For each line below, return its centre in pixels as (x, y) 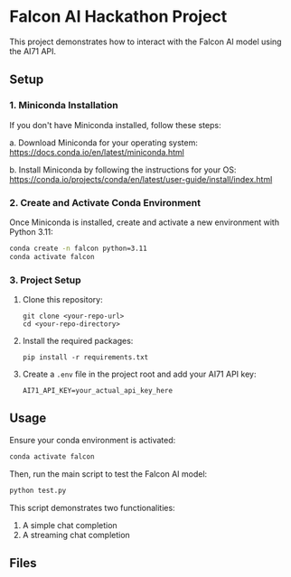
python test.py (38, 490)
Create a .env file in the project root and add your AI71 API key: (139, 374)
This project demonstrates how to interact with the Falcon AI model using (145, 42)
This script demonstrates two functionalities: (92, 507)
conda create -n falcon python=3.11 (78, 248)
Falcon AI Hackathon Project (118, 17)
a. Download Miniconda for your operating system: (104, 143)
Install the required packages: (78, 340)
